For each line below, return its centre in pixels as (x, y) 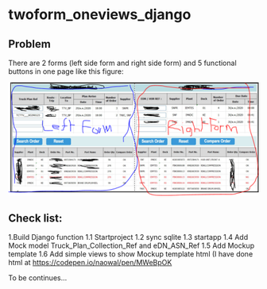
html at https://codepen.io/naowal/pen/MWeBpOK (90, 263)
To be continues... (38, 278)
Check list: (35, 218)
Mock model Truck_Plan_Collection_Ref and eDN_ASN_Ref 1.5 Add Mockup (132, 246)
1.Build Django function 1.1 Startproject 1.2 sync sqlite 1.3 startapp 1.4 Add (128, 237)
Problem (30, 44)
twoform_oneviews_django (100, 15)
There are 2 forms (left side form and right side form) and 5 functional (122, 63)
